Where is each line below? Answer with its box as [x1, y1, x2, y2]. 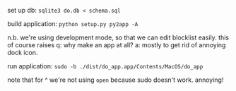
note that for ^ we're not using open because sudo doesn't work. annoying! [7, 75, 224, 84]
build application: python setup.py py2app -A [7, 20, 138, 28]
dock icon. [7, 49, 38, 56]
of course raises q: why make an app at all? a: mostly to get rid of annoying [7, 41, 226, 49]
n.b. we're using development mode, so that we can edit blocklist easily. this [7, 33, 230, 42]
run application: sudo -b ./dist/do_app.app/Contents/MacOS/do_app [7, 62, 203, 70]
